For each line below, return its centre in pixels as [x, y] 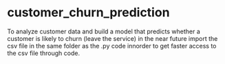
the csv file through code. [44, 53]
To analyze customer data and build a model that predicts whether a [104, 31]
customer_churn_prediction [88, 13]
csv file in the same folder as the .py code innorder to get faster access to [112, 46]
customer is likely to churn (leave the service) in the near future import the [112, 38]
